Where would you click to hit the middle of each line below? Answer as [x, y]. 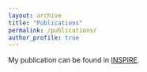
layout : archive [35, 15]
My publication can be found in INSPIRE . [74, 60]
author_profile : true [44, 38]
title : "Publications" [45, 23]
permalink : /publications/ [53, 30]
